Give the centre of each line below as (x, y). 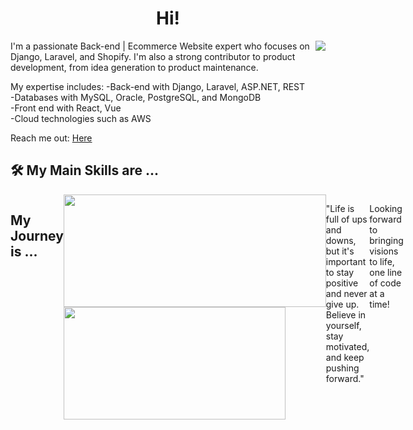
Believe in (346, 314)
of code (385, 283)
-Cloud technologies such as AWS (81, 118)
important (346, 261)
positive (342, 283)
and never (346, 293)
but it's (340, 251)
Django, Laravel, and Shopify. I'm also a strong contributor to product (153, 56)
